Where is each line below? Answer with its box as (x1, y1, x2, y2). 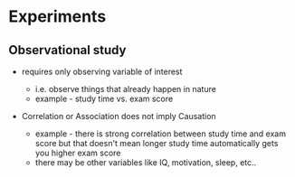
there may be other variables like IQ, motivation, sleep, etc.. (34, 157, 257, 168)
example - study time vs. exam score (34, 93, 174, 104)
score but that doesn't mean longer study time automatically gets (34, 138, 279, 148)
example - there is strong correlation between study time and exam (34, 128, 287, 139)
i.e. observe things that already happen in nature (34, 84, 216, 94)
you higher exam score (34, 147, 121, 158)
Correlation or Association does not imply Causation (21, 111, 216, 121)
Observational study (8, 42, 127, 58)
